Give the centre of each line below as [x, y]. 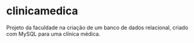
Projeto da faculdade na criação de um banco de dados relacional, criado [97, 27]
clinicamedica [42, 11]
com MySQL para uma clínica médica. [53, 33]
